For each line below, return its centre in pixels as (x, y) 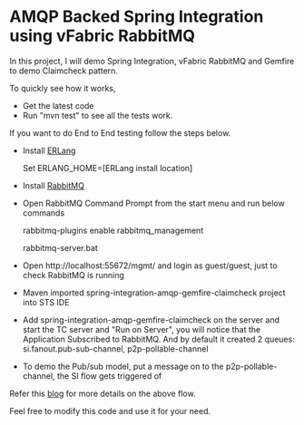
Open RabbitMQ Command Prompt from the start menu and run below (153, 203)
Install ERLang (49, 150)
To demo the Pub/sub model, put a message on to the (123, 366)
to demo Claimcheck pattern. (64, 71)
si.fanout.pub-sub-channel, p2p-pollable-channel (115, 348)
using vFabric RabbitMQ (102, 36)
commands (44, 212)
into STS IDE (46, 302)
